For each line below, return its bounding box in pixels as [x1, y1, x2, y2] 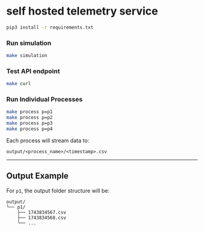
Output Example [6, 171, 69, 181]
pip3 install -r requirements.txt [6, 24, 94, 30]
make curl [6, 81, 32, 87]
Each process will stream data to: [6, 137, 90, 144]
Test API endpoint [6, 67, 60, 75]
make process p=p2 [6, 114, 53, 121]
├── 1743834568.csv [17, 215, 67, 221]
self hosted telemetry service [6, 4, 158, 18]
